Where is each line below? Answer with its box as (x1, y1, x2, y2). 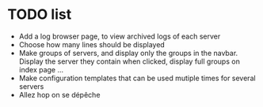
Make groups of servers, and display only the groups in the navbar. (18, 48, 238, 57)
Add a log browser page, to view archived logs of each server (18, 31, 221, 41)
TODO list (7, 6, 72, 24)
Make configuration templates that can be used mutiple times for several (18, 73, 256, 83)
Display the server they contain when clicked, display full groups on (18, 57, 241, 66)
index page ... (18, 65, 64, 74)
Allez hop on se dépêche (18, 90, 101, 99)
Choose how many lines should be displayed (18, 39, 166, 49)
